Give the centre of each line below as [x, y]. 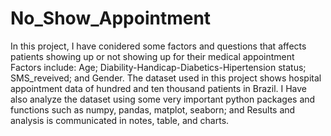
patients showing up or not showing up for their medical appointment [152, 56]
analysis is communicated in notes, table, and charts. [120, 120]
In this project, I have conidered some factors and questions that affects [158, 46]
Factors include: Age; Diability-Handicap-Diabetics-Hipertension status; [158, 67]
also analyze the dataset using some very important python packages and [163, 99]
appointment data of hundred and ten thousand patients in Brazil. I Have [159, 88]
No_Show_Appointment [111, 18]
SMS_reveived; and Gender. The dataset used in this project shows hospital [166, 78]
